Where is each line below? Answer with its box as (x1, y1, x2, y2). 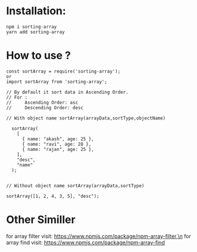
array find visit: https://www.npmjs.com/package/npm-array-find (6, 239, 165, 246)
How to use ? (6, 49, 71, 62)
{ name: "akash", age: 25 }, (21, 136, 94, 142)
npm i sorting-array (6, 24, 58, 30)
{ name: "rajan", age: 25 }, (21, 146, 94, 152)
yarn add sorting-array (6, 29, 65, 35)
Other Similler (6, 213, 76, 226)
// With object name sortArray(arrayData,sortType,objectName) (6, 115, 166, 121)
